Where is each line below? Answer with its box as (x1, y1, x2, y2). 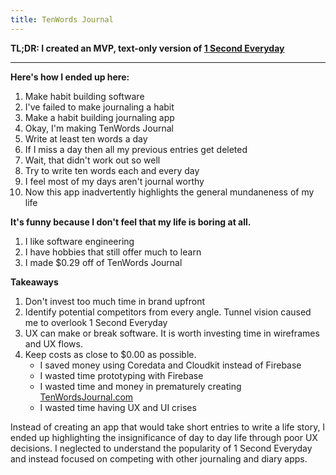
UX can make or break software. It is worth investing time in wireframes (24, 327, 320, 339)
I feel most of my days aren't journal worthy (24, 175, 205, 187)
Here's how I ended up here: (10, 71, 130, 83)
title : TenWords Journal (10, 14, 114, 25)
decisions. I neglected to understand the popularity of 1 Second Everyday (10, 442, 313, 454)
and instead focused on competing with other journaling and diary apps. (10, 452, 308, 465)
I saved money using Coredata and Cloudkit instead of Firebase (39, 359, 302, 371)
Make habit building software (24, 90, 145, 102)
